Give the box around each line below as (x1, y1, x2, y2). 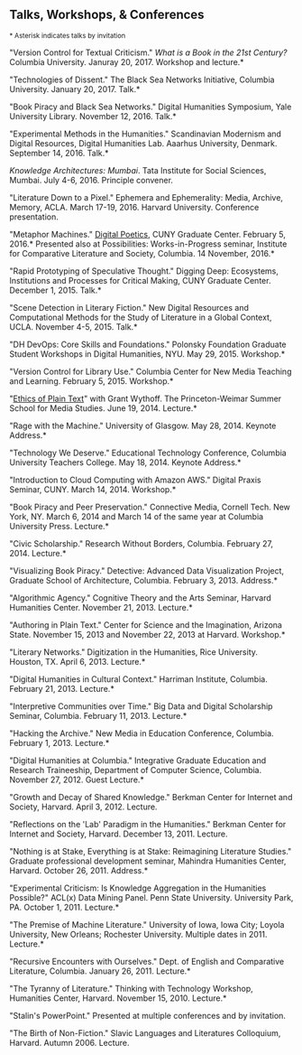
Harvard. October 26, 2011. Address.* (9, 864, 149, 875)
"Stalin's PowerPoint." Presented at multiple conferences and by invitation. (9, 1010, 287, 1021)
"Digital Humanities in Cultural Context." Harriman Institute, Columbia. (9, 673, 268, 685)
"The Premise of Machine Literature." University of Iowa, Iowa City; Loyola (9, 919, 285, 929)
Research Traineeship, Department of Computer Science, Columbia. (9, 764, 262, 775)
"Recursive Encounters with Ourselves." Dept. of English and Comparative (9, 956, 285, 966)
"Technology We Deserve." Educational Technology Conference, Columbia (9, 447, 287, 458)
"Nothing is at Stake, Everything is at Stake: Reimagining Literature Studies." (9, 845, 292, 856)
